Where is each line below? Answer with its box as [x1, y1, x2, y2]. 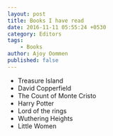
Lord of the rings [17, 106, 68, 115]
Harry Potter [17, 99, 55, 108]
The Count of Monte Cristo [17, 91, 97, 100]
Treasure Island [17, 76, 64, 85]
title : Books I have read [7, 17, 84, 24]
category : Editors [7, 30, 62, 38]
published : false [7, 57, 59, 64]
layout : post [7, 10, 46, 18]
